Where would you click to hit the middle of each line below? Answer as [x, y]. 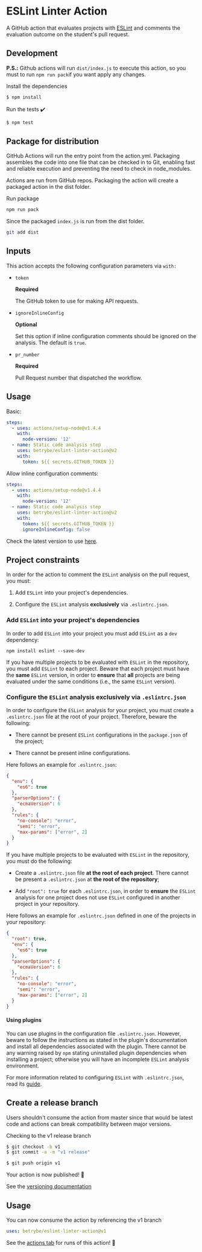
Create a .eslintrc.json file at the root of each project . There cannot [102, 873]
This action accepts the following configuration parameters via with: [91, 266]
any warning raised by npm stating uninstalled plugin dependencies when [96, 1053]
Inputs [19, 251]
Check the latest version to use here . [52, 541]
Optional [26, 324]
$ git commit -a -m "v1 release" [48, 1152]
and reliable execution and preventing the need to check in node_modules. [99, 169]
